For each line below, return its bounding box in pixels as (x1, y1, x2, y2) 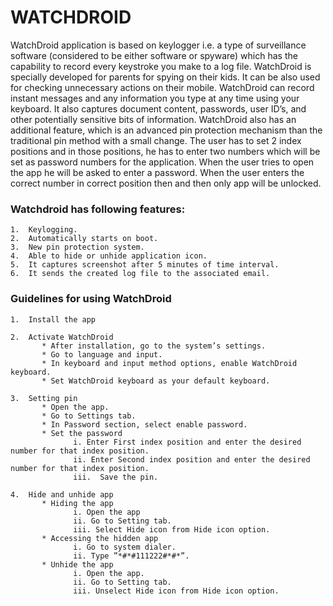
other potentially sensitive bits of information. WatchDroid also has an (10, 113, 297, 125)
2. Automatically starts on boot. (10, 234, 159, 244)
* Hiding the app (41, 498, 114, 508)
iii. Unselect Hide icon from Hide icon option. (73, 586, 280, 596)
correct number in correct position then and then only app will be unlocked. (10, 177, 322, 189)
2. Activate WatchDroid (10, 332, 114, 342)
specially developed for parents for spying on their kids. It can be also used (10, 71, 321, 83)
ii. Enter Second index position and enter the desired (73, 454, 311, 465)
